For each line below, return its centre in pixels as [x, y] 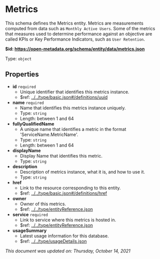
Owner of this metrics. [43, 204]
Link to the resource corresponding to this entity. [70, 188]
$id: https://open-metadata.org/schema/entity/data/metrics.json [75, 49]
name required [28, 102]
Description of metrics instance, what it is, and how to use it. [83, 172]
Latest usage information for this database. [64, 236]
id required [24, 86]
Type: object [18, 58]
